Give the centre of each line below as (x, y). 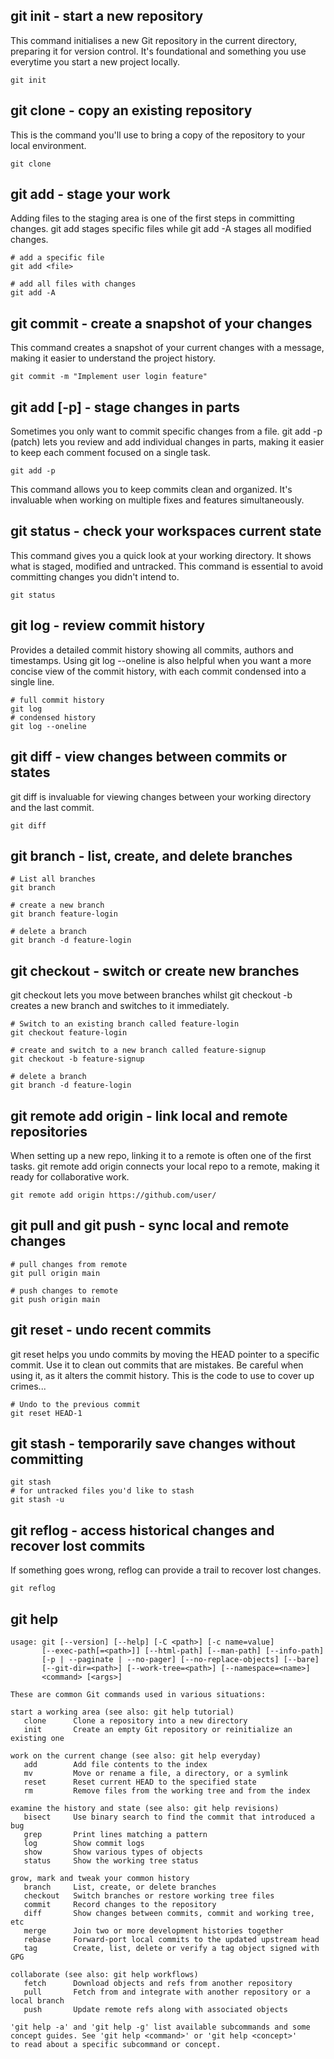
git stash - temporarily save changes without (153, 1443)
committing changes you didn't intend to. (95, 576)
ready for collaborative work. (70, 1176)
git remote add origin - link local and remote (149, 1115)
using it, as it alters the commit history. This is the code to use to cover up (162, 1375)
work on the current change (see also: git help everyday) (136, 1756)
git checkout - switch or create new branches (155, 970)
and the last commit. (52, 807)
